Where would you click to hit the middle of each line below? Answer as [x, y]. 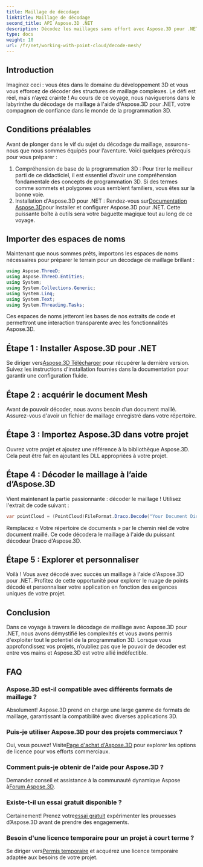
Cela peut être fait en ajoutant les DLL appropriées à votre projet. [87, 456]
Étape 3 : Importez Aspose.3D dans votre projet [98, 435]
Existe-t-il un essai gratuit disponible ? [64, 802]
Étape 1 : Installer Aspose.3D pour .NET [82, 348]
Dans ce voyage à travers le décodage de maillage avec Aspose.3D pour [97, 627]
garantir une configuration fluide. [47, 376]
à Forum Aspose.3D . [31, 787]
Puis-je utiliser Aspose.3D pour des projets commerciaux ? [95, 731]
